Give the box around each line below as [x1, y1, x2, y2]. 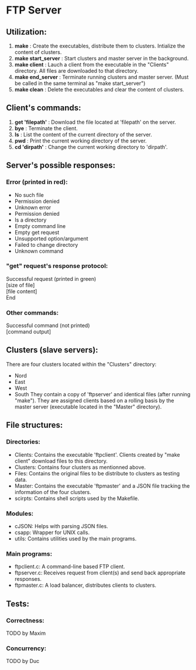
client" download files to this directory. [14, 457, 108, 464]
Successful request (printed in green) [6, 275, 97, 282]
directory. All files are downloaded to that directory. [14, 67, 139, 74]
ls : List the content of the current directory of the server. [14, 131, 152, 138]
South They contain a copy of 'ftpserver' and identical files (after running [14, 390, 191, 397]
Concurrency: [6, 644, 47, 652]
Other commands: [6, 308, 59, 317]
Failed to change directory [14, 241, 78, 248]
